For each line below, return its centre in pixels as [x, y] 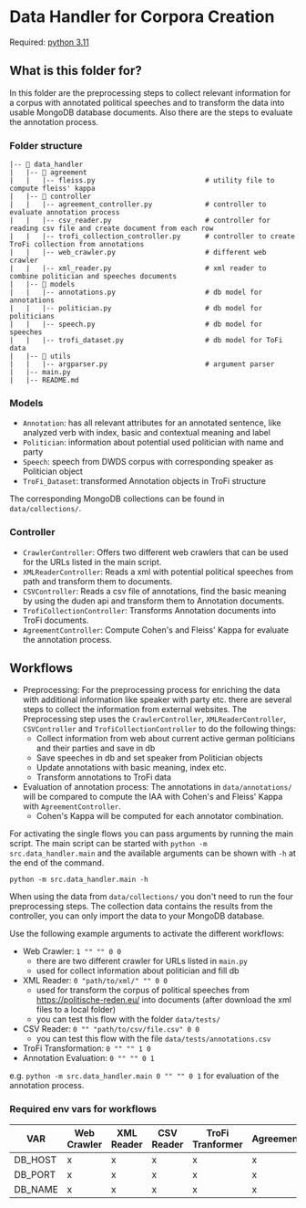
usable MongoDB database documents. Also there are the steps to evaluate [151, 112]
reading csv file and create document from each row [112, 229]
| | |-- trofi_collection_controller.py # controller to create [153, 236]
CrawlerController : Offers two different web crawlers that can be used [155, 552]
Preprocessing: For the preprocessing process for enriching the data [151, 690]
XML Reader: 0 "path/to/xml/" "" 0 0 [95, 981]
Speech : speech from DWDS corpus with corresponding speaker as [148, 462]
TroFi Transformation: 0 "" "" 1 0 [87, 1048]
